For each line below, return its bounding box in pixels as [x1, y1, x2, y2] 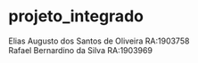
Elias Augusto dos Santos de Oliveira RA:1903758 [8, 35, 190, 46]
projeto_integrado [8, 6, 144, 27]
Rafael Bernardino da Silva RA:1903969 [8, 44, 153, 55]
